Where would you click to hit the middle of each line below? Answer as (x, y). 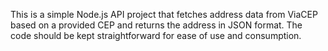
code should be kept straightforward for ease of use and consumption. (156, 35)
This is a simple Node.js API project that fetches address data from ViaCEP (164, 14)
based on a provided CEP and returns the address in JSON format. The (156, 25)
